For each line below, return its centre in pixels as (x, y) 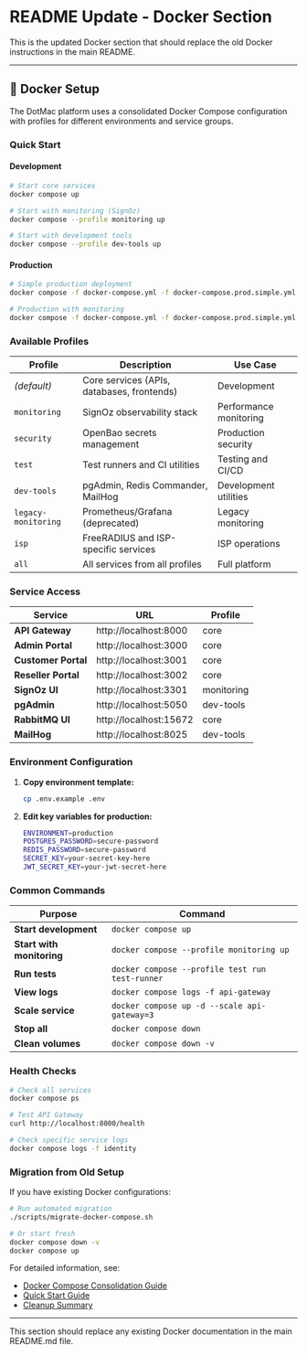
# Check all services (51, 1090)
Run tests (35, 974)
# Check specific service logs (69, 1140)
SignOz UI (36, 690)
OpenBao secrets (119, 433)
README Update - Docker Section (141, 17)
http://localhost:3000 (142, 645)
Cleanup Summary (58, 1306)
